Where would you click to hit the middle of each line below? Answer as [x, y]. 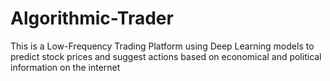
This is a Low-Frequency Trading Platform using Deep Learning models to [162, 46]
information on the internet [65, 67]
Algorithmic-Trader [92, 18]
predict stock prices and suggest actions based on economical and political [166, 56]
